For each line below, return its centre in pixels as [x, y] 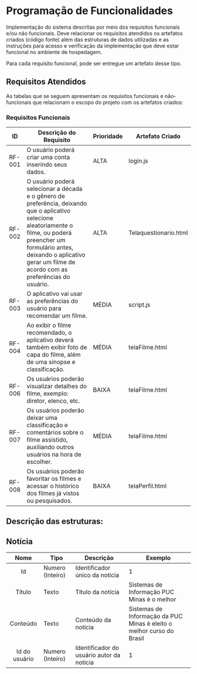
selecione [40, 218]
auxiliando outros [50, 447]
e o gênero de [46, 196]
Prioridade [108, 136]
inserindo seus [47, 164]
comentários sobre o [55, 433]
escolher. [40, 462]
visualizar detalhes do [57, 386]
